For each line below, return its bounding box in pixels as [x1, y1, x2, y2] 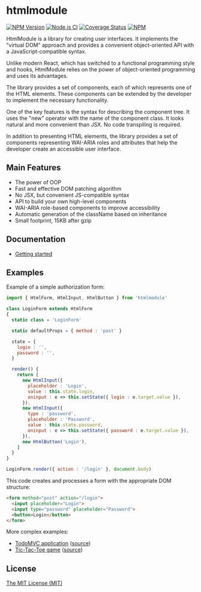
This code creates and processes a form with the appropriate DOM [6, 477, 172, 484]
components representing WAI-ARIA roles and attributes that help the [6, 139, 178, 146]
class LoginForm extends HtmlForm [6, 306, 93, 312]
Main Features [6, 163, 61, 173]
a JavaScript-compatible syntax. [6, 47, 87, 55]
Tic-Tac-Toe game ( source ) [14, 546, 83, 554]
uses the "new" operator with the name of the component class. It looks [6, 115, 184, 122]
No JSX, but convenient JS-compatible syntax [14, 191, 130, 199]
